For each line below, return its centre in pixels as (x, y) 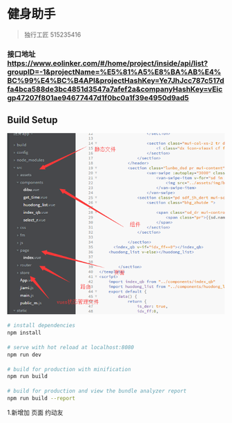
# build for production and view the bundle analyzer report (97, 391)
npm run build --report (41, 399)
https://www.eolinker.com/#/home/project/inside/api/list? (108, 63)
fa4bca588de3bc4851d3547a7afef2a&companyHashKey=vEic (115, 89)
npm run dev (24, 355)
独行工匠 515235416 (52, 35)
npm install (24, 333)
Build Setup (32, 120)
